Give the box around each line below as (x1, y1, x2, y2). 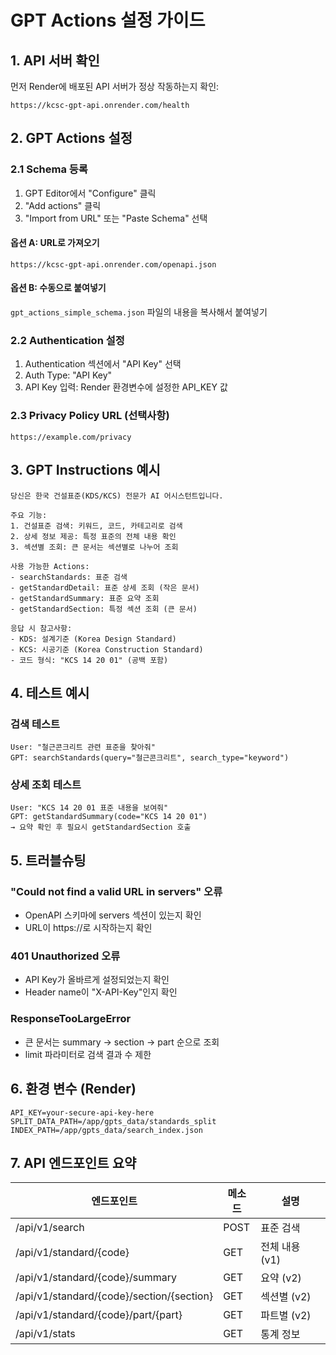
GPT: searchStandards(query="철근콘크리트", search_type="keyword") (10, 753, 290, 763)
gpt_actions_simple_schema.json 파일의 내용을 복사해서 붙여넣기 (10, 306, 268, 318)
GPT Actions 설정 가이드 (10, 9, 206, 32)
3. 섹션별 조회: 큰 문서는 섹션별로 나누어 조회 (10, 542, 179, 552)
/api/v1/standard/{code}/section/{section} (15, 1289, 214, 1303)
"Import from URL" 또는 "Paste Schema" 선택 (24, 212, 208, 224)
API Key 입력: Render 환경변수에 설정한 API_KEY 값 (24, 381, 228, 393)
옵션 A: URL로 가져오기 (10, 237, 100, 249)
